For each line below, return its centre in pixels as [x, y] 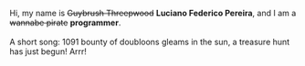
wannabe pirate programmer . [65, 23]
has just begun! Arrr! [48, 52]
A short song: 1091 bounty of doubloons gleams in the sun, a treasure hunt [150, 42]
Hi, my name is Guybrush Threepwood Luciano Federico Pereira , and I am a [153, 13]
